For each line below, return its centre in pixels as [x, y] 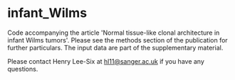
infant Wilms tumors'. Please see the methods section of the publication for [117, 40]
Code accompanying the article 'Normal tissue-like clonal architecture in [114, 33]
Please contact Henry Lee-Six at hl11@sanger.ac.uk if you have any [106, 61]
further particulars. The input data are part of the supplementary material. [115, 47]
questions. [23, 69]
